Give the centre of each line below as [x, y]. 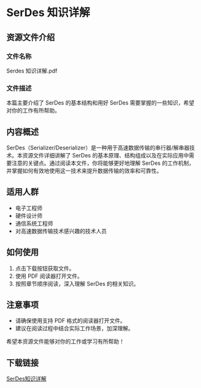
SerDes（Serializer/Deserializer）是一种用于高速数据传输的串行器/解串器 [98, 148]
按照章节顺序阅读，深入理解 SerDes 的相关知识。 [77, 283]
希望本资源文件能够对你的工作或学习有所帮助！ [65, 341]
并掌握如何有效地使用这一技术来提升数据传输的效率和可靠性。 [84, 170]
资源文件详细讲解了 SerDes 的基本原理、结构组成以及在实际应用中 [106, 155]
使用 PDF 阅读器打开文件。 [49, 276]
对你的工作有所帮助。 [33, 111]
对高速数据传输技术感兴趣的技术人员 [61, 231]
